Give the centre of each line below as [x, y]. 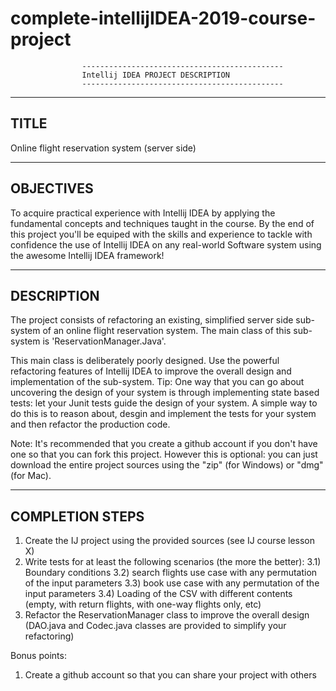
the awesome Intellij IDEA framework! [87, 255]
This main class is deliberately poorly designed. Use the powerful [145, 361]
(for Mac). [31, 476]
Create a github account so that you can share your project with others [170, 675]
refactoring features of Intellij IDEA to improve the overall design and [151, 371]
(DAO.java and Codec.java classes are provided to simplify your [155, 626]
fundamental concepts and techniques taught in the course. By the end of [162, 223]
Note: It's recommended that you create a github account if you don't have [164, 444]
